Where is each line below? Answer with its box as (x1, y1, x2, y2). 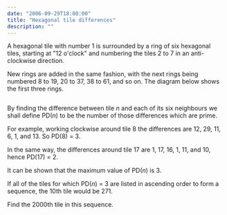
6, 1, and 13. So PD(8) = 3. (7, 132, 81, 140)
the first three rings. (7, 84, 64, 93)
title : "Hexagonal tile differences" (7, 17, 116, 24)
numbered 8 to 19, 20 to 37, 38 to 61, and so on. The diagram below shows (7, 77, 220, 86)
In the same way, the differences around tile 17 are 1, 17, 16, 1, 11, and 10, (7, 146, 211, 154)
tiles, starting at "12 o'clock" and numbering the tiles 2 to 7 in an (7, 49, 190, 57)
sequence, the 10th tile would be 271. (7, 187, 113, 196)
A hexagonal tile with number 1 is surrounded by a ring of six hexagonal (7, 42, 211, 50)
